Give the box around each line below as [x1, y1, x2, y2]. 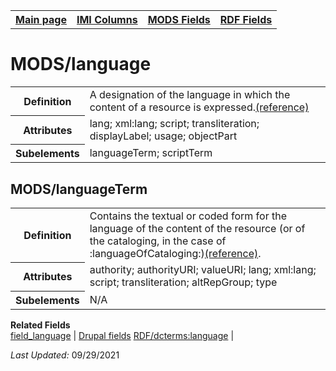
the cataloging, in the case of [89, 234, 227, 248]
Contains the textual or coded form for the [89, 209, 287, 223]
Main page [15, 13, 67, 26]
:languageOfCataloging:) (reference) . [89, 247, 262, 261]
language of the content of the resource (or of [89, 222, 306, 236]
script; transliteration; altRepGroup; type [89, 275, 278, 289]
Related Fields [10, 319, 71, 331]
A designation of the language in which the [89, 87, 291, 101]
